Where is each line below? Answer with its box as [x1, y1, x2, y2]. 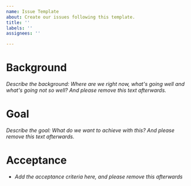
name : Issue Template [6, 8, 59, 15]
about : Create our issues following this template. [6, 14, 135, 20]
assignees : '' [6, 31, 41, 36]
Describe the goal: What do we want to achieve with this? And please [6, 127, 175, 134]
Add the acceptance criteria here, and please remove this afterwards [14, 173, 183, 180]
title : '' [6, 19, 31, 25]
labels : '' [6, 25, 33, 31]
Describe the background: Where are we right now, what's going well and [6, 81, 185, 88]
